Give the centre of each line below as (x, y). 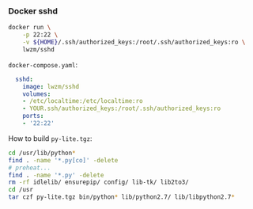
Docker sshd (33, 11)
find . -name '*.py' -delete (56, 175)
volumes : (37, 94)
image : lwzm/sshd (51, 86)
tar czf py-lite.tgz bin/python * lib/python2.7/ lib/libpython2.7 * (122, 197)
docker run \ (30, 28)
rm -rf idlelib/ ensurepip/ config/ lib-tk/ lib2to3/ (99, 182)
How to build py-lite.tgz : (50, 138)
